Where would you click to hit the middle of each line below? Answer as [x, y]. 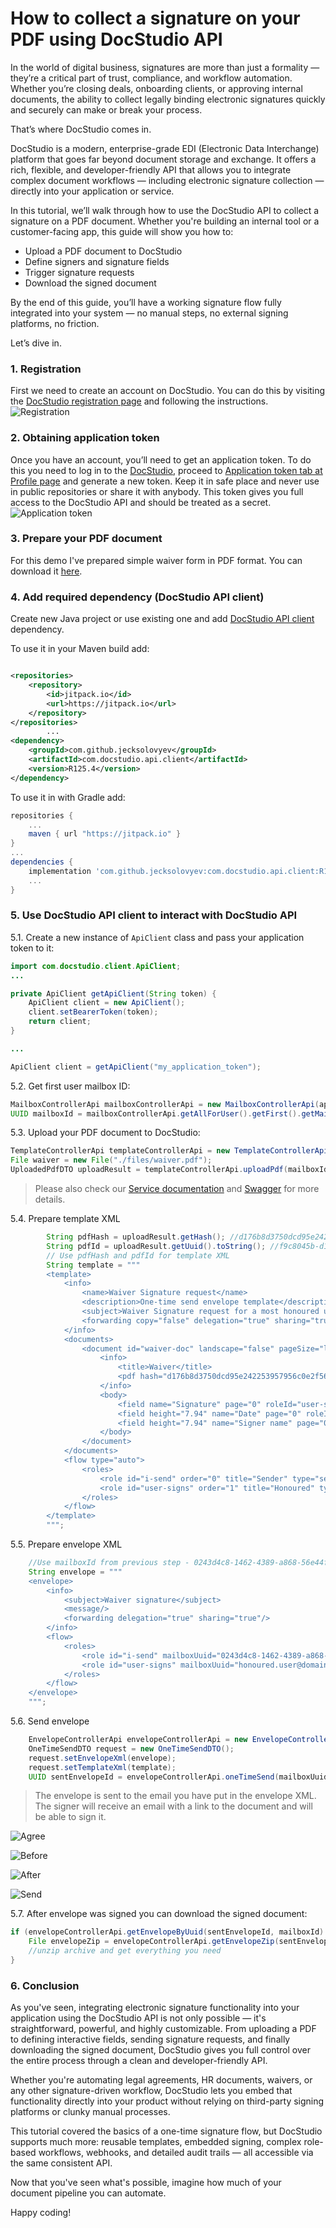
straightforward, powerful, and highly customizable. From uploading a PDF [163, 2029]
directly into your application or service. [92, 191]
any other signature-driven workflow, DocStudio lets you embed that [151, 2091]
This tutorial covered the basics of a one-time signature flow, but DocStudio [166, 2131]
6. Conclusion [45, 1985]
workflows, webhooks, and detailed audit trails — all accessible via [176, 2153]
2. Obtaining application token [85, 438]
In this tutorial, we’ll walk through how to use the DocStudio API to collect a [165, 210]
